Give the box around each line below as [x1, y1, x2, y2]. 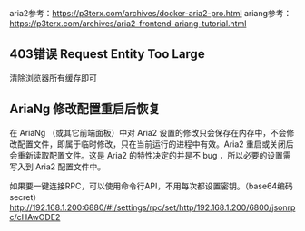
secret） [9, 191, 42, 202]
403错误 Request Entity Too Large [9, 46, 206, 62]
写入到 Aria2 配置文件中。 [9, 161, 106, 172]
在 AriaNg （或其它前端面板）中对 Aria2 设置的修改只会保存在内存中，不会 [9, 127, 288, 138]
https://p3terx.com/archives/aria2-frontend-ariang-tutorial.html [9, 18, 247, 29]
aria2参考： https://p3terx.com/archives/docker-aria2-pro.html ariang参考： [9, 8, 292, 18]
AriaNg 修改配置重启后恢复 [9, 101, 161, 117]
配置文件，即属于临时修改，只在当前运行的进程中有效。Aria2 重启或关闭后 [16, 139, 294, 149]
